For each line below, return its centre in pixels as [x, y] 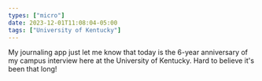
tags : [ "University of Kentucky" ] [65, 30]
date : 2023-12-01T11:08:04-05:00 [63, 23]
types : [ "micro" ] [37, 15]
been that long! [33, 69]
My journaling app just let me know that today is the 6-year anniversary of [128, 53]
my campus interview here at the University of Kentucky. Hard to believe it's [131, 61]
